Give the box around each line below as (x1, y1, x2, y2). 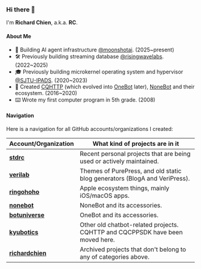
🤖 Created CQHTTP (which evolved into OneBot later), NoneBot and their (14, 83, 195, 90)
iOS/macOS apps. (80, 191, 130, 200)
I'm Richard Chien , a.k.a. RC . (6, 19, 78, 26)
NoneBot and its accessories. (80, 201, 163, 209)
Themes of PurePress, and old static (80, 167, 182, 175)
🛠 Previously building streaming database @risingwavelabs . (14, 53, 165, 60)
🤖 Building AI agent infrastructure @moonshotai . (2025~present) (14, 46, 175, 53)
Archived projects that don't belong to (80, 245, 187, 253)
